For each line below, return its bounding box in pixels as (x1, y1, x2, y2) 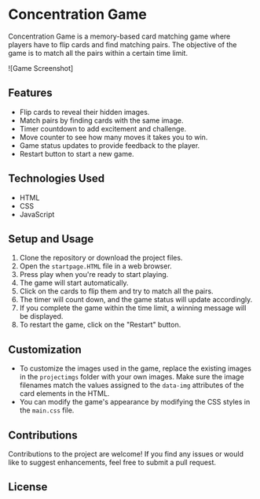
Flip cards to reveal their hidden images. (19, 107, 150, 116)
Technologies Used (8, 172, 104, 186)
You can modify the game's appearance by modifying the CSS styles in (19, 397, 251, 407)
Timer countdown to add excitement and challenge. (19, 124, 187, 133)
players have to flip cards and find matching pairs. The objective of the (8, 39, 237, 49)
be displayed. (19, 312, 64, 321)
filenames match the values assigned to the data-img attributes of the (19, 380, 245, 390)
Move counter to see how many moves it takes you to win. (19, 132, 208, 142)
